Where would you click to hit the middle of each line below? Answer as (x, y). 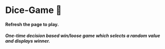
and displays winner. (28, 41)
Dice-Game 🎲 (34, 10)
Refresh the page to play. (32, 24)
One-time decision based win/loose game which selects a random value (83, 36)
